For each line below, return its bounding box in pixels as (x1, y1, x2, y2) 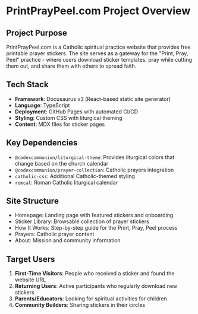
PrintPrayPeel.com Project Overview (6, 4, 191, 18)
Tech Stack (6, 80, 49, 90)
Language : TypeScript (14, 102, 70, 109)
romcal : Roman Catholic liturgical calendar (14, 179, 118, 186)
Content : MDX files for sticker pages (14, 120, 105, 128)
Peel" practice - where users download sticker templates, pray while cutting (6, 56, 192, 63)
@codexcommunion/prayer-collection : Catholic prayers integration (14, 166, 174, 173)
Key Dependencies (6, 138, 78, 148)
